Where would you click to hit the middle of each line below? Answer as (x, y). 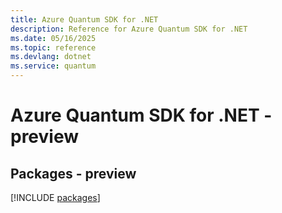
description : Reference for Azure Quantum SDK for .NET (129, 29)
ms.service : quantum (53, 66)
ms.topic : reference (53, 47)
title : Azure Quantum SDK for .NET (84, 19)
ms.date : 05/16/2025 (53, 38)
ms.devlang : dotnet (51, 57)
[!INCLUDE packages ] (55, 197)
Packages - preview (73, 173)
